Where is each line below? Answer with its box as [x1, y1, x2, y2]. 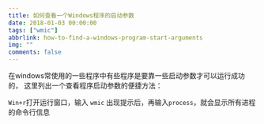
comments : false [8, 48, 62, 56]
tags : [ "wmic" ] [8, 26, 58, 34]
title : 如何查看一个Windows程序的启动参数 [8, 11, 134, 20]
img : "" [8, 41, 34, 49]
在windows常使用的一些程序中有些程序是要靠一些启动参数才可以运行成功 [8, 71, 245, 80]
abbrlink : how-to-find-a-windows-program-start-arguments [8, 33, 203, 42]
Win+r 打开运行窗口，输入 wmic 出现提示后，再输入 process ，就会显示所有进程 [8, 98, 256, 107]
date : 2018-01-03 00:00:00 [8, 19, 97, 27]
